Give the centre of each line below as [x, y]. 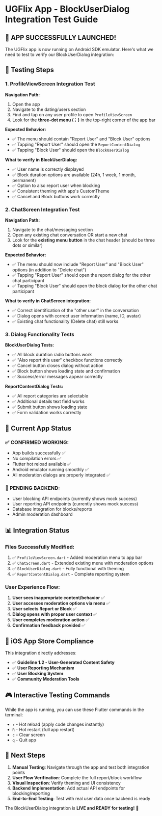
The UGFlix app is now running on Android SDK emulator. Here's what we [79, 49]
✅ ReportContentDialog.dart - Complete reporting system [71, 574]
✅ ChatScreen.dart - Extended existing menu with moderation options [83, 563]
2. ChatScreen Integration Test [42, 210]
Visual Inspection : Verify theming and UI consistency [67, 783]
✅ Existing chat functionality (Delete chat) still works [65, 321]
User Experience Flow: [33, 587]
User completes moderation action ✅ [51, 620]
